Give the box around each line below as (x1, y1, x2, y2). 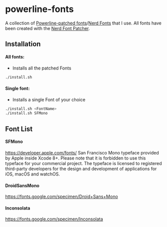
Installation (5, 40, 41, 48)
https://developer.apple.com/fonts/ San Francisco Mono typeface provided (5, 149, 159, 155)
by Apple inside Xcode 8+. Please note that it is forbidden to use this (5, 155, 146, 161)
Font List (5, 124, 33, 133)
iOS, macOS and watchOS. (5, 171, 60, 177)
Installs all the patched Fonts (12, 65, 71, 71)
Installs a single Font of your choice (12, 96, 86, 102)
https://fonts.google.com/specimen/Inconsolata (5, 216, 103, 222)
